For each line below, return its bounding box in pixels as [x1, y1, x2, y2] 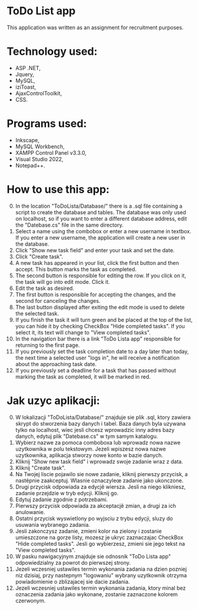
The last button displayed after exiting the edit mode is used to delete [15, 304, 185, 311]
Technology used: [7, 45, 98, 58]
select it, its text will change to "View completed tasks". [15, 329, 151, 336]
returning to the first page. [15, 341, 80, 349]
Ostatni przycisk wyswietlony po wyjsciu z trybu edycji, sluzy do [15, 515, 173, 522]
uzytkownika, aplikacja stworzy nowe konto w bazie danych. [15, 451, 164, 459]
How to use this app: [7, 183, 110, 196]
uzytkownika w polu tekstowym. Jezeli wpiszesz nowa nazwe [15, 445, 167, 452]
